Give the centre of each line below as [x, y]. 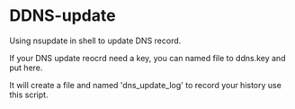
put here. [26, 68]
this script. [29, 95]
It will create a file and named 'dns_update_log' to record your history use [145, 85]
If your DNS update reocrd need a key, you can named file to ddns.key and [147, 58]
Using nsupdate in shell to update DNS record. [95, 41]
